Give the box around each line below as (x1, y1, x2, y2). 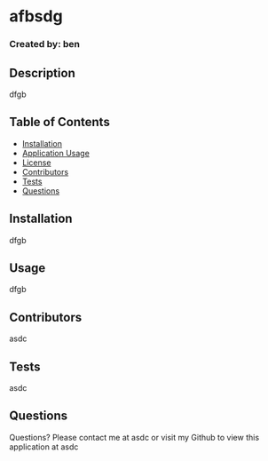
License (21, 157, 51, 168)
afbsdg (9, 6, 64, 27)
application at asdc (9, 441, 79, 452)
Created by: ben (9, 38, 80, 51)
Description (9, 65, 75, 81)
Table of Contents (9, 115, 111, 130)
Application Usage (21, 147, 91, 158)
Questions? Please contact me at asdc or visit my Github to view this (9, 432, 260, 442)
